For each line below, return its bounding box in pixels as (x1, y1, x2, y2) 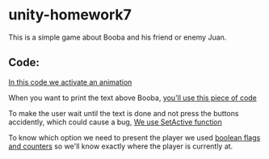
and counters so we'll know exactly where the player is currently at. (8, 141, 233, 151)
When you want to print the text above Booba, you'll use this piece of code (8, 93, 257, 103)
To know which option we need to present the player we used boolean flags (8, 132, 261, 142)
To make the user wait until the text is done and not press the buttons (8, 108, 239, 118)
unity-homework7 (8, 6, 132, 24)
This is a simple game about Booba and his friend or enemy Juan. (8, 32, 227, 42)
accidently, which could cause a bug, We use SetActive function (8, 117, 222, 127)
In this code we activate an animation (8, 77, 132, 86)
